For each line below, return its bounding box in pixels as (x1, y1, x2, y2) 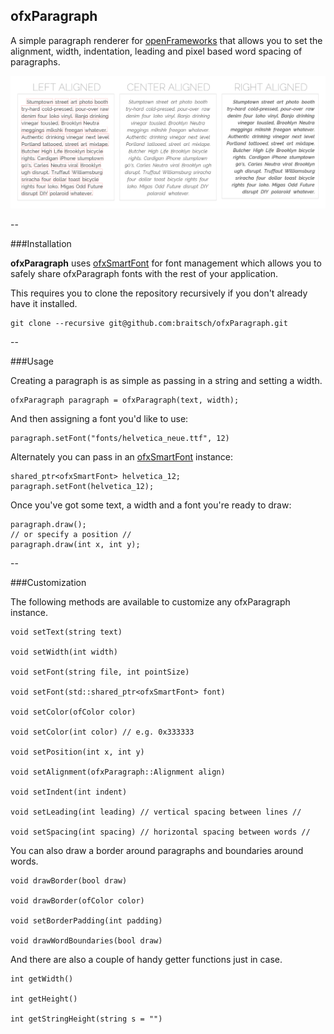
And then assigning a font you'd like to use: (10, 412, 189, 424)
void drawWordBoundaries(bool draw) (10, 935, 163, 946)
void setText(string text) (10, 627, 123, 637)
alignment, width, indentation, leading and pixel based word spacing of (10, 45, 303, 57)
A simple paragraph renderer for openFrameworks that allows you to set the (10, 34, 323, 46)
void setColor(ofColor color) (10, 707, 137, 717)
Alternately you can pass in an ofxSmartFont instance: (10, 450, 234, 463)
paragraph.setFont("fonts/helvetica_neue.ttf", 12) (10, 433, 230, 443)
